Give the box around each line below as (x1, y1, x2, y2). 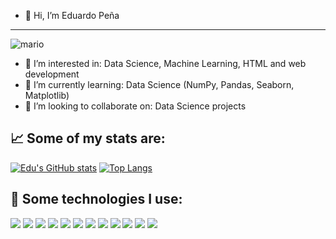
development (24, 68, 80, 80)
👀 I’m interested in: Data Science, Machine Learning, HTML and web (24, 58, 307, 69)
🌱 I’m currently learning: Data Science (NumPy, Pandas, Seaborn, (24, 79, 295, 90)
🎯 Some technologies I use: (10, 191, 183, 208)
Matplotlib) (24, 90, 70, 101)
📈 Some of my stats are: (10, 130, 166, 147)
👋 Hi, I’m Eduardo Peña (24, 10, 120, 21)
